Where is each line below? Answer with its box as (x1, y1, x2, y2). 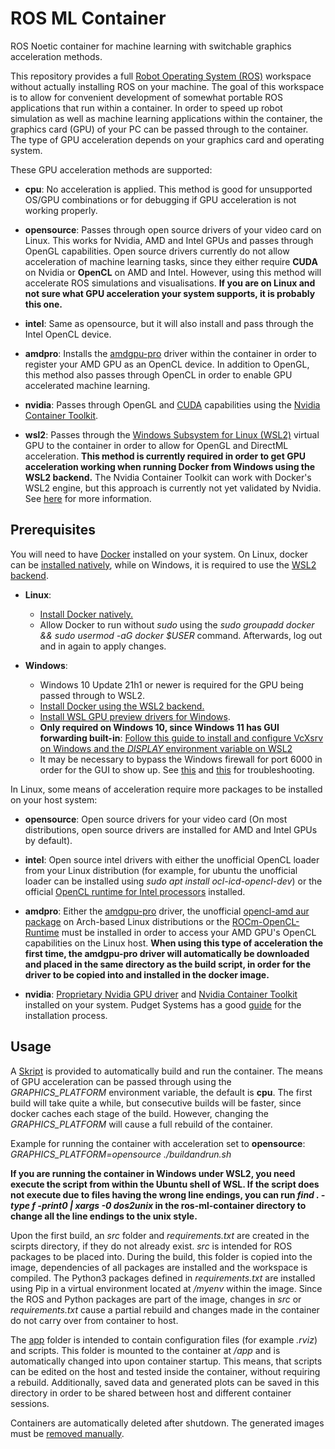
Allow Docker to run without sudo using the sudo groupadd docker (39, 618, 315, 631)
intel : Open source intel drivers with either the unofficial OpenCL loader (24, 853, 320, 866)
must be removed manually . (10, 1427, 125, 1439)
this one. (24, 298, 63, 310)
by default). (24, 834, 73, 846)
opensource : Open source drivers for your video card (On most (24, 813, 288, 825)
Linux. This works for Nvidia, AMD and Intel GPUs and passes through (24, 234, 314, 246)
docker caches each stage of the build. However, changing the (10, 1107, 270, 1119)
